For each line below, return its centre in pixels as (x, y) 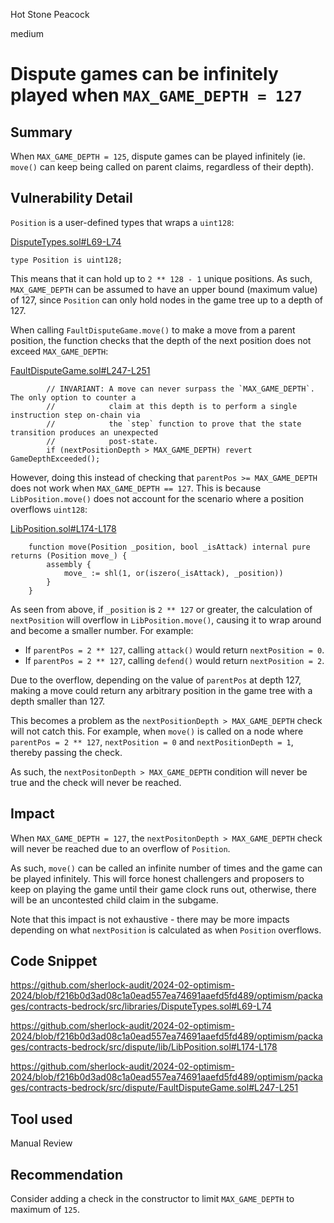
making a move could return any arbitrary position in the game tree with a (161, 690)
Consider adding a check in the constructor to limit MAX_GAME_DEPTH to (152, 1199)
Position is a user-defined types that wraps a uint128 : (122, 222)
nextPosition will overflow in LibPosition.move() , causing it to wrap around (166, 620)
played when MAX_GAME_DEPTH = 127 (156, 95)
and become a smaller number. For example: (102, 630)
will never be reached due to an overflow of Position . (120, 848)
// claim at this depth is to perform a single (172, 406)
